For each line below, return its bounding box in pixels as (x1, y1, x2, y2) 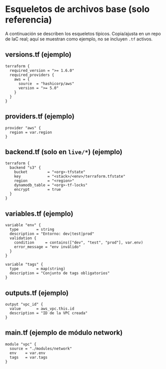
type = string (9, 227, 55, 232)
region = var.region (9, 130, 52, 135)
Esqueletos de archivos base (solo (5, 3, 150, 15)
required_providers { (9, 72, 55, 77)
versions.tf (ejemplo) (5, 50, 72, 59)
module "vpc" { (5, 342, 37, 347)
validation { (9, 236, 37, 241)
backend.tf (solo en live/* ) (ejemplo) (5, 147, 123, 156)
